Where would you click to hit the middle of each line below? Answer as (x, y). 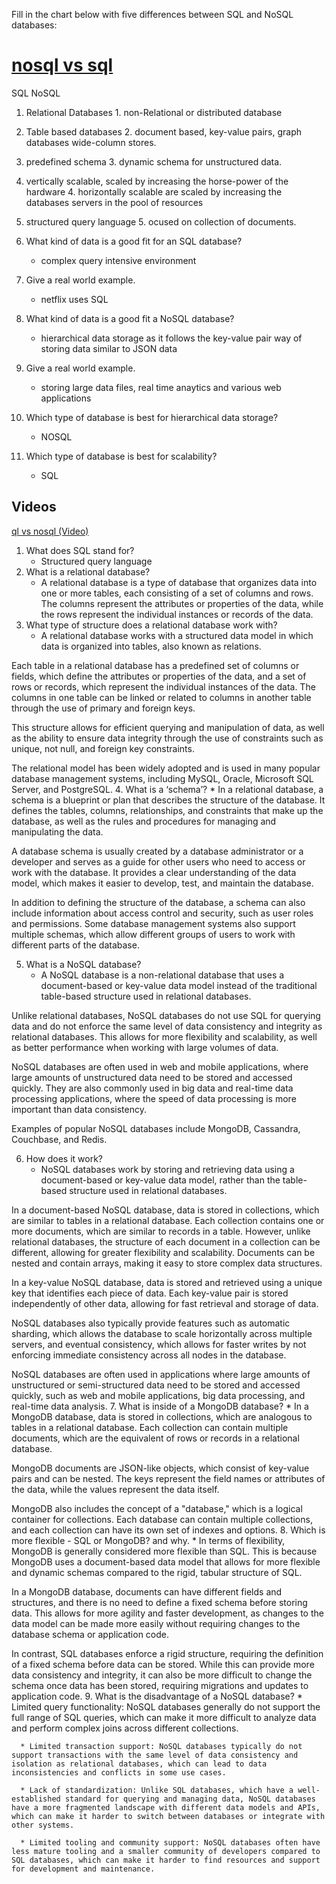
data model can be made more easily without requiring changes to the (156, 1623)
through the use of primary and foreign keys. (103, 708)
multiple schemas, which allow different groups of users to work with (153, 934)
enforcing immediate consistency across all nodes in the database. (149, 1355)
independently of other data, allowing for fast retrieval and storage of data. (165, 1303)
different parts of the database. (75, 945)
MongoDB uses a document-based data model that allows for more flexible (166, 1561)
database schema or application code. (90, 1634)
